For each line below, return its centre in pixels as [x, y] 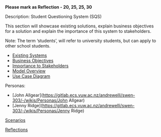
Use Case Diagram [31, 76]
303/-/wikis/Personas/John [40, 100]
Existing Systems [29, 55]
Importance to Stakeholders [40, 66]
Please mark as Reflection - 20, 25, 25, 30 [49, 7]
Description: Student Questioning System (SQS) [54, 16]
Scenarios [15, 120]
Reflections [16, 130]
